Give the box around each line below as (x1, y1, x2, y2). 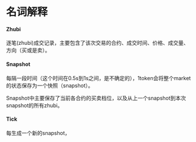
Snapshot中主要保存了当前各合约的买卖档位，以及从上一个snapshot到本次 (6, 94, 187, 101)
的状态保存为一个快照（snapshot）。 (6, 82, 93, 89)
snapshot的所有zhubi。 (6, 101, 63, 109)
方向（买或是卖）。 (6, 47, 50, 54)
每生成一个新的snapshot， (6, 129, 70, 136)
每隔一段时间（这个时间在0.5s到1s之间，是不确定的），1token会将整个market (6, 74, 191, 81)
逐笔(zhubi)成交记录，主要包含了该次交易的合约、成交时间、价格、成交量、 (6, 39, 189, 47)
